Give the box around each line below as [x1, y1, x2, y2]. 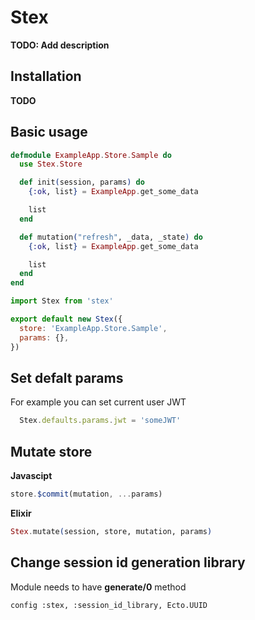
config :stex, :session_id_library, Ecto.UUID [10, 600, 208, 610]
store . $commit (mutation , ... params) [10, 489, 163, 500]
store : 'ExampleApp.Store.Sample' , [19, 323, 168, 333]
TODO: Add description [10, 39, 110, 51]
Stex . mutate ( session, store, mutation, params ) [10, 526, 213, 536]
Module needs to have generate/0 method [10, 581, 187, 593]
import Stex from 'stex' [10, 296, 114, 306]
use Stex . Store [19, 159, 83, 170]
